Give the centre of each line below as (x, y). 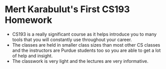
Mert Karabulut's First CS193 (67, 9)
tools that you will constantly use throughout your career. (72, 40)
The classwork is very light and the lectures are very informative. (80, 61)
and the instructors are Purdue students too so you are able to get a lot (86, 50)
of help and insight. (32, 56)
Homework (29, 20)
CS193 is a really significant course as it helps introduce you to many (84, 34)
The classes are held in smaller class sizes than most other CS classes (86, 45)
